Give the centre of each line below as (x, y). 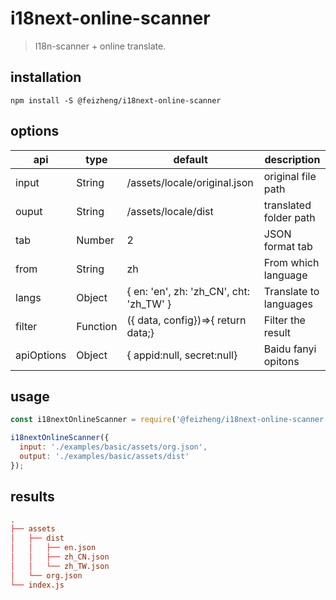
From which (291, 262)
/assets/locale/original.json (190, 182)
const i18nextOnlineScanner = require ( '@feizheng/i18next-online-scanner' (169, 420)
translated (287, 205)
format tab (288, 246)
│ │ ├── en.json (53, 548)
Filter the (284, 320)
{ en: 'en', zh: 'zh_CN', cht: (188, 291)
